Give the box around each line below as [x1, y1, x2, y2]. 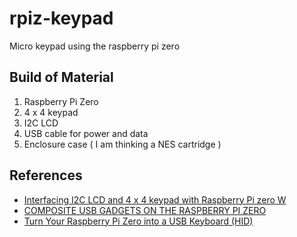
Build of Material [9, 69, 114, 86]
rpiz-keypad [9, 7, 114, 30]
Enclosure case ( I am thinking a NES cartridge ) [23, 138, 222, 150]
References [9, 167, 83, 184]
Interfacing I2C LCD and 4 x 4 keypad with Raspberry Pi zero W [23, 193, 287, 206]
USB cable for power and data [23, 127, 149, 139]
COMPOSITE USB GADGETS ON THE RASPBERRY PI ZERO [23, 204, 267, 216]
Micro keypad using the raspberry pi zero [9, 40, 181, 52]
